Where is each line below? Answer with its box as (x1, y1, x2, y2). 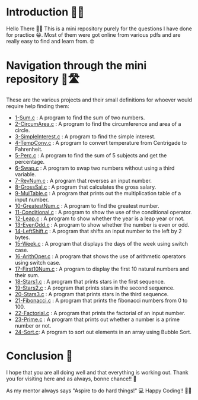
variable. (14, 170, 37, 177)
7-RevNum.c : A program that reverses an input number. (14, 177, 152, 184)
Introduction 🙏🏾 (6, 5, 85, 19)
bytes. (14, 234, 31, 241)
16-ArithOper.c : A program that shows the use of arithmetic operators (14, 252, 186, 260)
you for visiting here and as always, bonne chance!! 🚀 (6, 375, 137, 382)
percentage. (14, 158, 45, 165)
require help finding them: (6, 102, 69, 109)
